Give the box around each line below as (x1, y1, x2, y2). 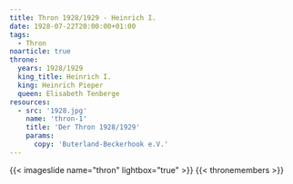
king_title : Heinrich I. (17, 73, 112, 82)
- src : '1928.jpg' (17, 106, 88, 115)
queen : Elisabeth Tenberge (17, 89, 120, 98)
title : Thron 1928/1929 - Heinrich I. (9, 13, 157, 23)
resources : (9, 97, 51, 107)
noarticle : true (9, 47, 71, 56)
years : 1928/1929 (17, 64, 84, 73)
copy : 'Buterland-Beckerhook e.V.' (33, 140, 169, 149)
